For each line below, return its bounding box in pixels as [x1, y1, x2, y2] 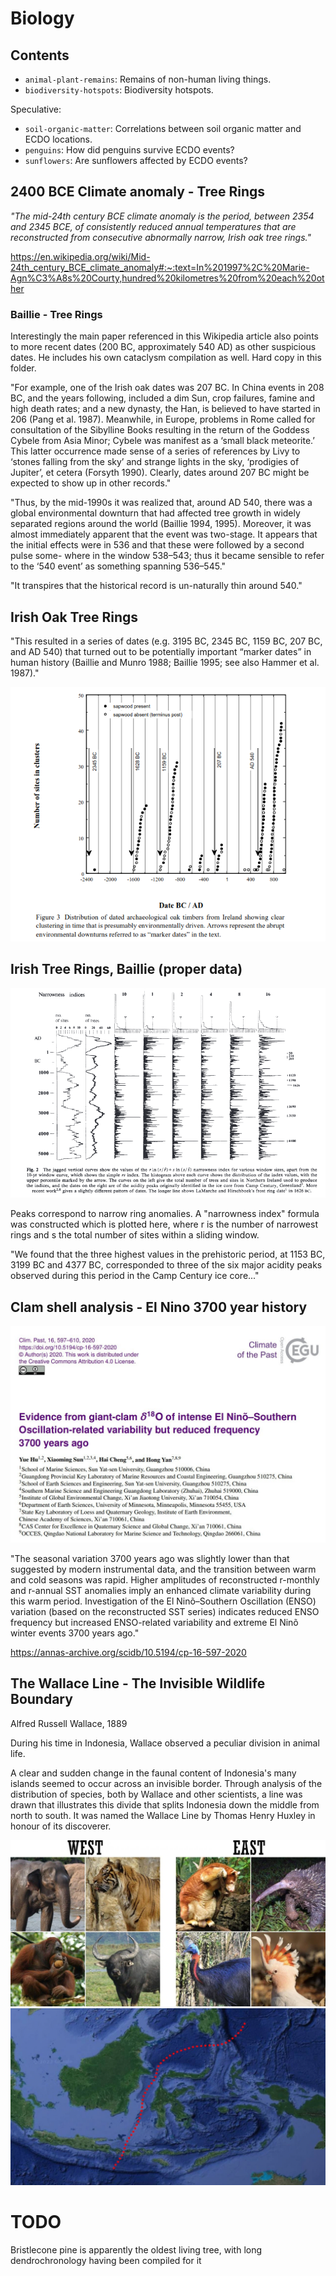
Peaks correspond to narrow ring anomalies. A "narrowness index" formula [10, 1208, 320, 1220]
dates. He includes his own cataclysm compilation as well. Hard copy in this [10, 352, 322, 364]
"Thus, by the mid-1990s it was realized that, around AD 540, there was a [10, 497, 313, 509]
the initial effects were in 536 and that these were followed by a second [10, 539, 305, 551]
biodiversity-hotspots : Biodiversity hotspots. [24, 84, 214, 96]
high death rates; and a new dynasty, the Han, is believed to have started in [10, 403, 321, 415]
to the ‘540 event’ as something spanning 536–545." [10, 560, 227, 572]
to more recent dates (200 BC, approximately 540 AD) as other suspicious [10, 341, 317, 353]
